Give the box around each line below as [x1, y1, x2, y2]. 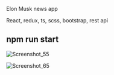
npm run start [6, 34, 59, 45]
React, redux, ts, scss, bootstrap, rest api [6, 17, 109, 24]
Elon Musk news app [6, 5, 59, 12]
